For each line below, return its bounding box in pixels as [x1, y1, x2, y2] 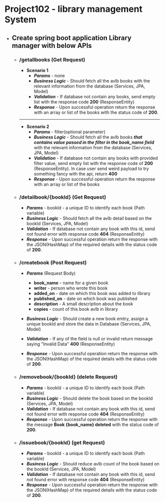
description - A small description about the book [33, 301, 133, 307]
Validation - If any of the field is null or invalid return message [26, 336, 153, 342]
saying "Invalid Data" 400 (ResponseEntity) [26, 341, 115, 347]
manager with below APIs [11, 41, 92, 50]
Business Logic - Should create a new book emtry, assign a [26, 316, 148, 322]
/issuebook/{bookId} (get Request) [19, 439, 105, 446]
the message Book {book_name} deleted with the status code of [26, 421, 159, 427]
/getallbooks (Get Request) [19, 56, 86, 63]
